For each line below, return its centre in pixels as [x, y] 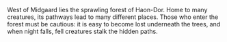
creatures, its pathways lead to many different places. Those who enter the [113, 17]
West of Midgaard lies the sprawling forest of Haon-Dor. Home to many [107, 10]
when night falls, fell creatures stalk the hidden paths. [83, 31]
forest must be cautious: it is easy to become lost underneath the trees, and [114, 24]
